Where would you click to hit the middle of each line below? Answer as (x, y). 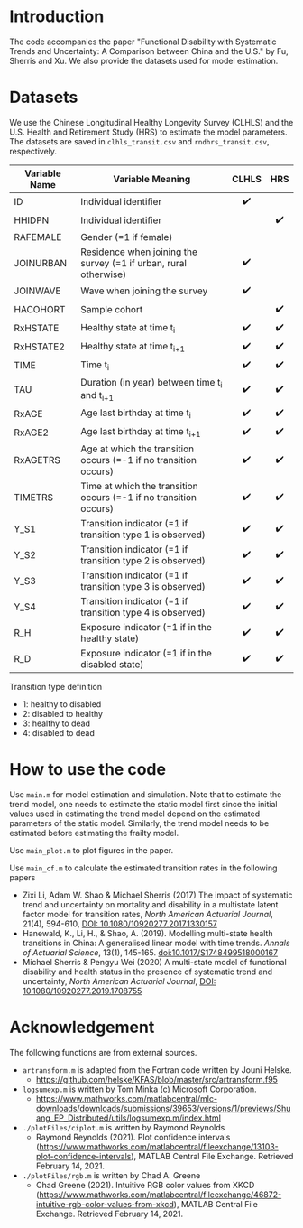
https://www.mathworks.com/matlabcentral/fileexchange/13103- (159, 1147)
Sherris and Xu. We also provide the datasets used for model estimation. (144, 60)
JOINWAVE (37, 291)
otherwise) (104, 274)
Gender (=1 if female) (127, 237)
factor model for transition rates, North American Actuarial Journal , (147, 915)
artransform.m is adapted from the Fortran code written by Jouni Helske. (157, 1070)
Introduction (57, 17)
